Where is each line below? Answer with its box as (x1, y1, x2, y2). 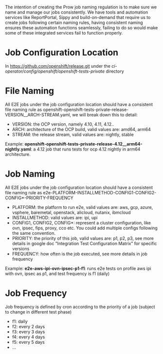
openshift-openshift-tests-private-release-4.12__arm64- (24, 141, 143, 147)
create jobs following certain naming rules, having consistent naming (5, 19, 143, 25)
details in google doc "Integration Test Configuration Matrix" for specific (12, 241, 157, 246)
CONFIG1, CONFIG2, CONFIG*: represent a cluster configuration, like (12, 220, 151, 225)
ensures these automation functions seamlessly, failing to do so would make (5, 25, 158, 31)
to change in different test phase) (5, 309, 72, 315)
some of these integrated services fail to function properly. (5, 30, 123, 36)
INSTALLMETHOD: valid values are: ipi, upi (12, 214, 98, 221)
